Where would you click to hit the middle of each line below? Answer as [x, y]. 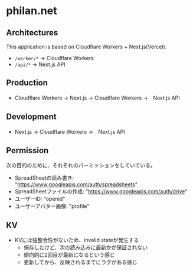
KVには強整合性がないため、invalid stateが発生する [77, 240]
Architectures [32, 33]
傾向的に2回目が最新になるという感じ [69, 255]
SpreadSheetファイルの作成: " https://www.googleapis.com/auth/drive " [101, 191]
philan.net [32, 11]
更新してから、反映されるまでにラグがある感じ [80, 262]
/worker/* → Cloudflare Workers [54, 58]
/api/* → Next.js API [40, 64]
